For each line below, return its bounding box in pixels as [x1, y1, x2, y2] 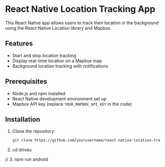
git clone [12, 138, 33, 143]
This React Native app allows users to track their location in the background [5, 20, 159, 26]
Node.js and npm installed [12, 90, 66, 96]
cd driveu [12, 147, 32, 153]
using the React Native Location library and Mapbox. [5, 25, 112, 31]
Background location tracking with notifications [12, 63, 108, 69]
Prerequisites [5, 78, 47, 86]
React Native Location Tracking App [5, 3, 156, 15]
